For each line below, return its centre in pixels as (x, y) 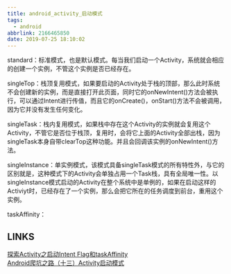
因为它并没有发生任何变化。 (47, 110)
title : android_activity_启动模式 (55, 14)
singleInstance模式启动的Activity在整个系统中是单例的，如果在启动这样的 (112, 182)
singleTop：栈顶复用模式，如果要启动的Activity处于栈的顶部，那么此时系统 (114, 83)
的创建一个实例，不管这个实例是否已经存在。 (71, 69)
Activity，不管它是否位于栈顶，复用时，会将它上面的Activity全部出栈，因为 (114, 133)
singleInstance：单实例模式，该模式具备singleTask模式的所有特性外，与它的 (116, 165)
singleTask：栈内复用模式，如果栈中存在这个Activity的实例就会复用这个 (109, 124)
